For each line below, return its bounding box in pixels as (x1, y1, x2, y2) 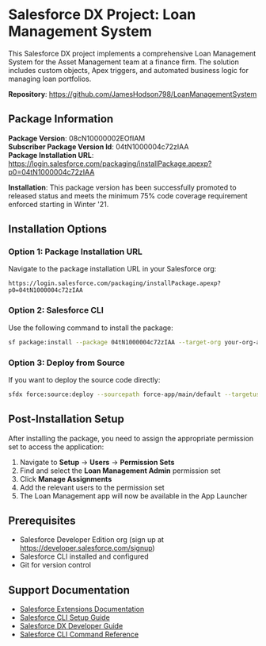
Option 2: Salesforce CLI (8, 305, 104, 316)
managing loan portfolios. (8, 74, 92, 83)
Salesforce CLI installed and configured (19, 552, 149, 561)
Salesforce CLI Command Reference (19, 629, 139, 640)
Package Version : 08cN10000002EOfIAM (8, 133, 146, 143)
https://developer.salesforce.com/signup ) (19, 544, 156, 553)
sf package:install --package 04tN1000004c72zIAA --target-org (8, 338, 222, 346)
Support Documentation (8, 583, 131, 597)
